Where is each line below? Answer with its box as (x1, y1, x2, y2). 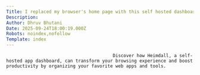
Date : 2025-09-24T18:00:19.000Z (6, 25, 86, 32)
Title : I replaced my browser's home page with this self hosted (6, 8, 171, 15)
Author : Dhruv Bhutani (6, 20, 62, 26)
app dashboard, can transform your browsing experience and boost (24, 58, 193, 64)
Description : (6, 14, 39, 20)
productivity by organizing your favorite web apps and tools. (6, 63, 167, 69)
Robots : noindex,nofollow (6, 31, 70, 37)
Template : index (6, 36, 46, 42)
